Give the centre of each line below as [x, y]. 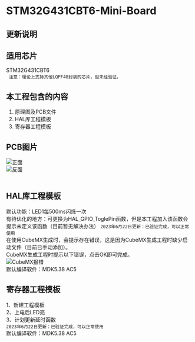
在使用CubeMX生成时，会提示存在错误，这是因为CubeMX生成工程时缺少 [94, 240]
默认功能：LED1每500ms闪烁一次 [46, 211]
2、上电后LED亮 [26, 312]
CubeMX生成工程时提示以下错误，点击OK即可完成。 [70, 254]
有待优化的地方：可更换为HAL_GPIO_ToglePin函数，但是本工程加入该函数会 [97, 218]
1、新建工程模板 [25, 305]
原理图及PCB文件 [36, 112]
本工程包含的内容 [37, 96]
